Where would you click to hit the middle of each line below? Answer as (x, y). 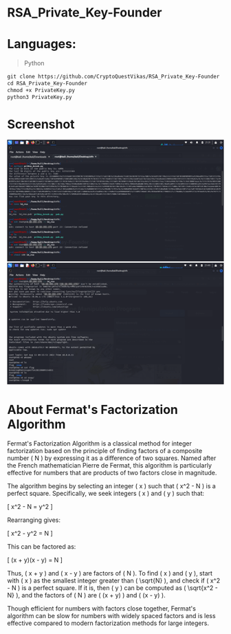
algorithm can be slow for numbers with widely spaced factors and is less (111, 616)
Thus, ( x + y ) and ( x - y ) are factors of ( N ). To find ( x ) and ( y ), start (110, 573)
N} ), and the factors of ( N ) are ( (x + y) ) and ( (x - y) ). (87, 595)
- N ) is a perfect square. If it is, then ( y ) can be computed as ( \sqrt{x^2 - (112, 588)
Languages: (42, 44)
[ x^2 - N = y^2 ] (30, 506)
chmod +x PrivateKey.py (41, 91)
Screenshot (41, 124)
